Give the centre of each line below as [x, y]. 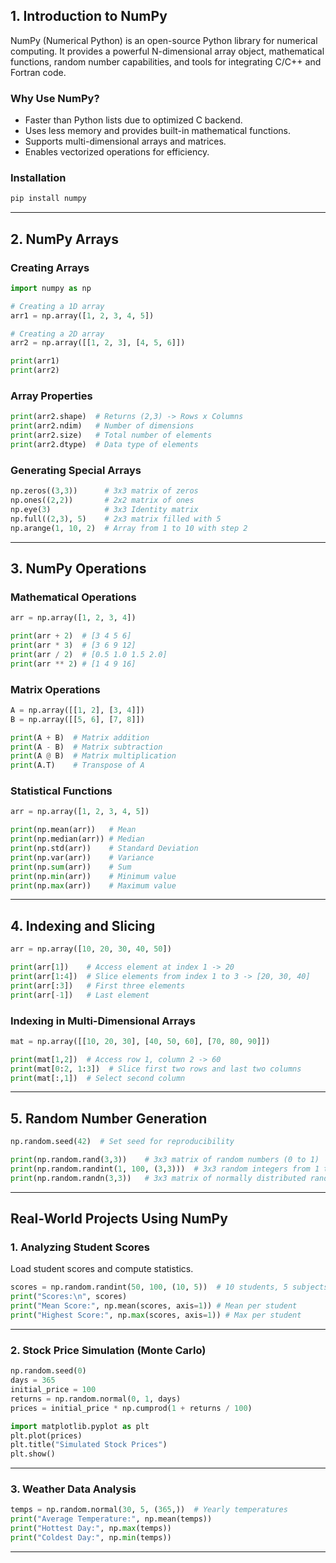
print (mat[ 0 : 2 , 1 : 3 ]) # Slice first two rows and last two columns [156, 1069]
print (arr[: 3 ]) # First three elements [98, 985]
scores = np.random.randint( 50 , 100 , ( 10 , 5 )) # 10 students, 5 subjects [169, 1287]
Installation [38, 178]
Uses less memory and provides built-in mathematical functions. [157, 131]
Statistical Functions [61, 791]
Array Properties [51, 396]
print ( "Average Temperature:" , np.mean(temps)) [111, 1519]
